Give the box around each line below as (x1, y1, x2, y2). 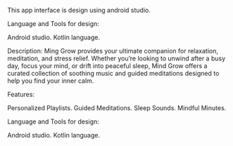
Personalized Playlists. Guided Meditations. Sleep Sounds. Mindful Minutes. (7, 104, 227, 112)
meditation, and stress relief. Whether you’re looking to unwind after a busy (7, 54, 226, 62)
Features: (7, 91, 35, 98)
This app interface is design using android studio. (7, 6, 151, 14)
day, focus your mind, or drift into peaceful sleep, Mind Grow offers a (7, 62, 208, 69)
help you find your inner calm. (7, 77, 94, 85)
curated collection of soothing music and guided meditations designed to (7, 69, 220, 77)
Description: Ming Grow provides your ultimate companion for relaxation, (7, 47, 219, 55)
